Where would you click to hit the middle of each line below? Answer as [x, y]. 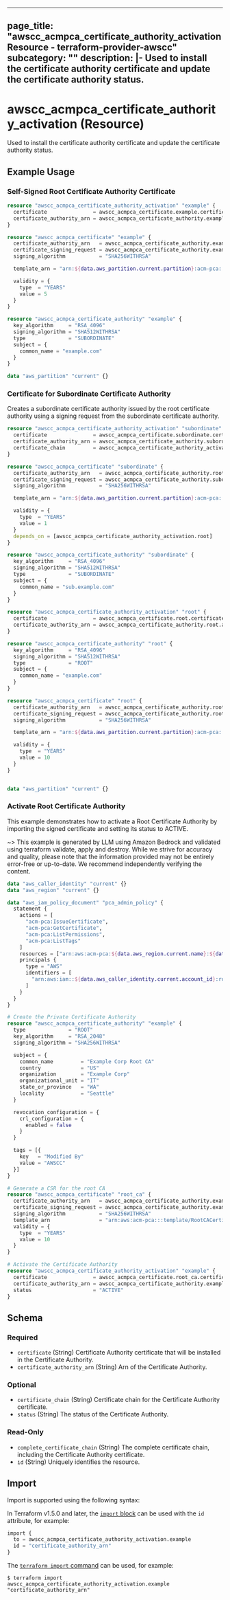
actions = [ [36, 915]
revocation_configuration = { [56, 1112]
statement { [30, 909]
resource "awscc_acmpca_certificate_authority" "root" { [90, 643]
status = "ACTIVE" [69, 1290]
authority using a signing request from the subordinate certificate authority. [113, 416]
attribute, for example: [38, 1520]
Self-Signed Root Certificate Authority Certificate [91, 191]
